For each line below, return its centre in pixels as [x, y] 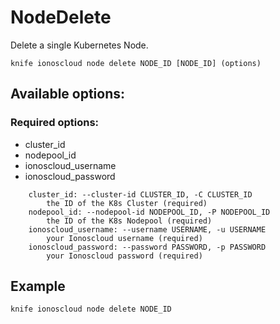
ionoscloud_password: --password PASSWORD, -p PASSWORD [147, 247]
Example [38, 286]
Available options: [68, 94]
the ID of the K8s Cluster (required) [127, 203]
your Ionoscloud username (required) [124, 238]
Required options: [55, 123]
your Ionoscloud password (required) [124, 256]
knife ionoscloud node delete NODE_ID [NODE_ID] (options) [136, 63]
